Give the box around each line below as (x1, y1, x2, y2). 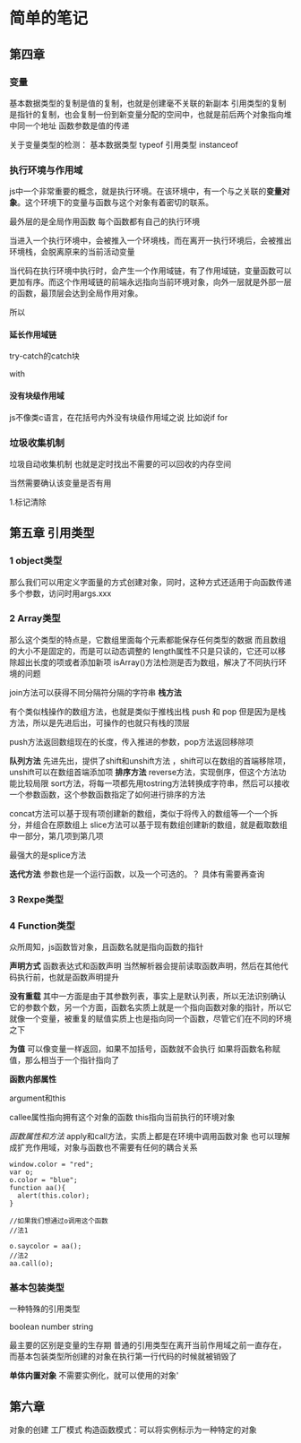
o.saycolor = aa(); (9, 1242, 82, 1251)
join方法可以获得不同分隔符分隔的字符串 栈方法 (9, 687, 182, 697)
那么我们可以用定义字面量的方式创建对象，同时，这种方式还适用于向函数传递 (9, 576, 292, 587)
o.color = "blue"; (9, 1176, 78, 1185)
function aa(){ (9, 1184, 66, 1193)
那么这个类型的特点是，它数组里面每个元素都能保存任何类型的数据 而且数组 (9, 634, 287, 645)
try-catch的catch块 (9, 350, 81, 361)
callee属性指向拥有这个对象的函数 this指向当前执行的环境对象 (9, 1112, 236, 1123)
